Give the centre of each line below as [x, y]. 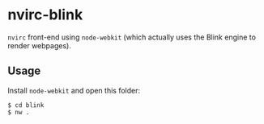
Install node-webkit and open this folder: [74, 90]
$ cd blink [26, 105]
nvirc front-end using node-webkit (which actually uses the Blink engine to [132, 37]
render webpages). [40, 45]
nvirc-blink [45, 15]
